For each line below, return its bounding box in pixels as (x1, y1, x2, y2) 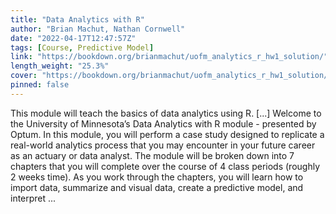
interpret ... (10, 192, 57, 204)
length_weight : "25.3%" (10, 61, 110, 71)
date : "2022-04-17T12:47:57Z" (10, 33, 137, 43)
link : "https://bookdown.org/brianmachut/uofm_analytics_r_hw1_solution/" (10, 52, 329, 62)
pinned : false (10, 80, 70, 90)
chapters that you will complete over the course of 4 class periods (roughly (10, 160, 321, 172)
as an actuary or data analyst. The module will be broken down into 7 (10, 149, 295, 161)
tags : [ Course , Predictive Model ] (10, 42, 155, 53)
